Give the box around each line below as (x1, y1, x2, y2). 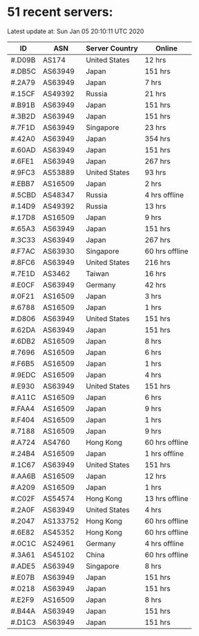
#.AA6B (10, 471, 36, 481)
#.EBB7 (10, 179, 35, 188)
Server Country (86, 43, 138, 53)
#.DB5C (10, 66, 37, 76)
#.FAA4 (10, 403, 35, 413)
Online (155, 43, 178, 53)
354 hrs (144, 134, 171, 143)
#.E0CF (10, 280, 35, 289)
